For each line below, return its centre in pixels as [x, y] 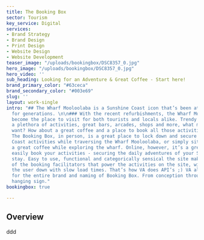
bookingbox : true [28, 187]
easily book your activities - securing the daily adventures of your [103, 153]
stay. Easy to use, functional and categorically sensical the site [100, 159]
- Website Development [35, 57]
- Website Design [28, 52]
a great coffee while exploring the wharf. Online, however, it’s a [100, 147]
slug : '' [17, 97]
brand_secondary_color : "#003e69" [50, 91]
